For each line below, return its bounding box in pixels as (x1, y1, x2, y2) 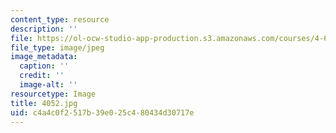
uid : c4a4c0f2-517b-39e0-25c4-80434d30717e (10, 107, 195, 118)
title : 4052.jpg (10, 98, 78, 108)
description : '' (10, 24, 78, 34)
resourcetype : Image (10, 89, 97, 99)
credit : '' (19, 71, 65, 81)
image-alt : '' (19, 80, 78, 90)
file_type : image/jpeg (10, 42, 105, 53)
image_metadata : (10, 52, 78, 62)
